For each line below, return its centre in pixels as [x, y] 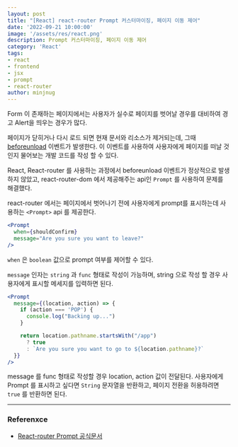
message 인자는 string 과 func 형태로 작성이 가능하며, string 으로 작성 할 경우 [114, 274]
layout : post [27, 14]
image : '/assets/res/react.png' [55, 34]
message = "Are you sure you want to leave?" [79, 238]
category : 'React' [34, 47]
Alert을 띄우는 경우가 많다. [51, 123]
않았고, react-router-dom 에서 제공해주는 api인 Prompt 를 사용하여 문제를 [122, 179]
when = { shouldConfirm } [46, 232]
